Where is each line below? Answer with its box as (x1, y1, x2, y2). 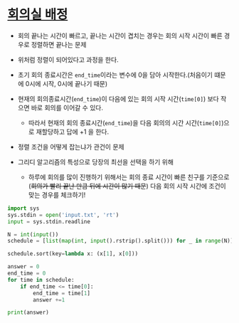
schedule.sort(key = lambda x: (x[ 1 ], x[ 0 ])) (7, 250, 139, 258)
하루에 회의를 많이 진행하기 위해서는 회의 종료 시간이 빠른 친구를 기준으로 (28, 172, 230, 181)
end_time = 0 (7, 270, 46, 277)
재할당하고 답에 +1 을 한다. (36, 127, 109, 136)
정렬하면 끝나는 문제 (31, 40, 87, 48)
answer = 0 (7, 263, 40, 270)
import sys (7, 204, 40, 212)
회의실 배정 (7, 6, 68, 23)
